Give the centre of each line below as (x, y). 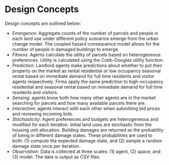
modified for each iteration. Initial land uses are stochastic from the (82, 125)
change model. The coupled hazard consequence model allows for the (86, 44)
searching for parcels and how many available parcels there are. (79, 103)
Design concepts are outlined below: (43, 23)
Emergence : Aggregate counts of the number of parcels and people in (85, 33)
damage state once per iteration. (46, 146)
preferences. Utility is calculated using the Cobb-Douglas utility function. (88, 60)
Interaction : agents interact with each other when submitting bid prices (86, 108)
